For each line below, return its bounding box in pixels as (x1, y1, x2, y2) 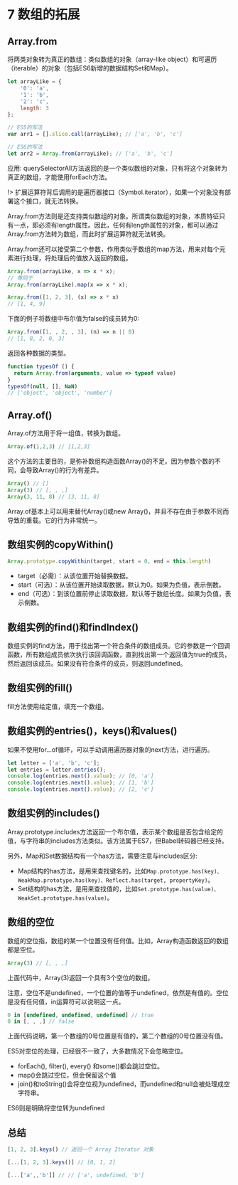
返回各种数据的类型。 (7, 349, 70, 357)
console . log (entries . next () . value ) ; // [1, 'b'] (7, 780, 154, 787)
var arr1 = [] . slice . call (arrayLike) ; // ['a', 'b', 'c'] (7, 131, 183, 138)
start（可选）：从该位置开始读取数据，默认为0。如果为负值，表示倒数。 (17, 580, 225, 589)
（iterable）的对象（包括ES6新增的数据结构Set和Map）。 (7, 64, 173, 72)
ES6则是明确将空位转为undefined (7, 1104, 105, 1112)
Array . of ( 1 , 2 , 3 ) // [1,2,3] (7, 443, 91, 450)
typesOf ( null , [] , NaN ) (7, 383, 78, 390)
